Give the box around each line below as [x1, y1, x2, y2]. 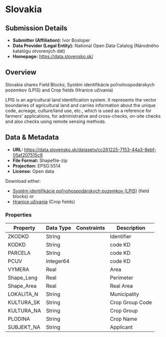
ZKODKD [8, 232, 29, 240]
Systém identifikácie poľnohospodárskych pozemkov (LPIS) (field [12, 188, 149, 194]
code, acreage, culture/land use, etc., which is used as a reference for [5, 108, 152, 114]
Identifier [109, 232, 132, 240]
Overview [5, 68, 37, 77]
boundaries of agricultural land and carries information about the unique [5, 102, 156, 108]
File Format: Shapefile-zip [12, 157, 68, 163]
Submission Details [5, 24, 67, 32]
